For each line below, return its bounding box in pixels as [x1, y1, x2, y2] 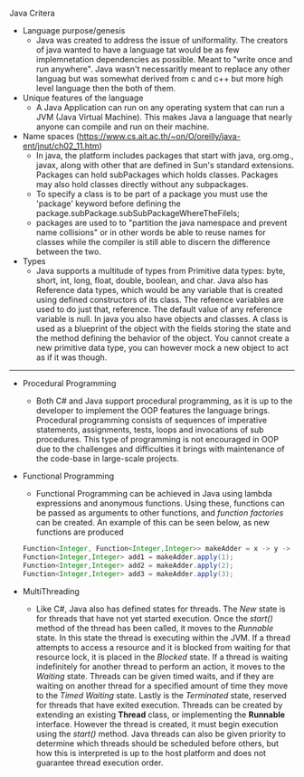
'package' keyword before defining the [35, 198, 181, 209]
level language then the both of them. [35, 83, 176, 93]
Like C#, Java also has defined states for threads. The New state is [35, 603, 286, 614]
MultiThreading [22, 585, 80, 596]
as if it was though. [35, 352, 108, 363]
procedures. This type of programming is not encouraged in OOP [35, 434, 279, 444]
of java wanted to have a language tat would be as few [35, 44, 240, 55]
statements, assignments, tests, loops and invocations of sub [35, 424, 264, 435]
